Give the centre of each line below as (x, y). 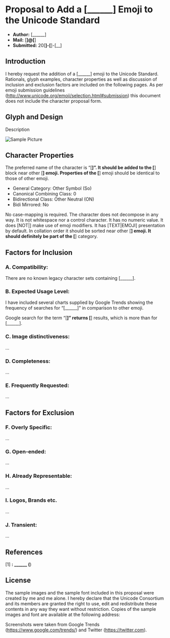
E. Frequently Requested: (37, 385)
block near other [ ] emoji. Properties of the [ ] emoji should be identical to (82, 173)
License (18, 580)
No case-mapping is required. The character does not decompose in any (82, 215)
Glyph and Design (34, 117)
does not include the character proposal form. (54, 101)
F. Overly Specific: (29, 427)
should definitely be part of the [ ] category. (52, 236)
